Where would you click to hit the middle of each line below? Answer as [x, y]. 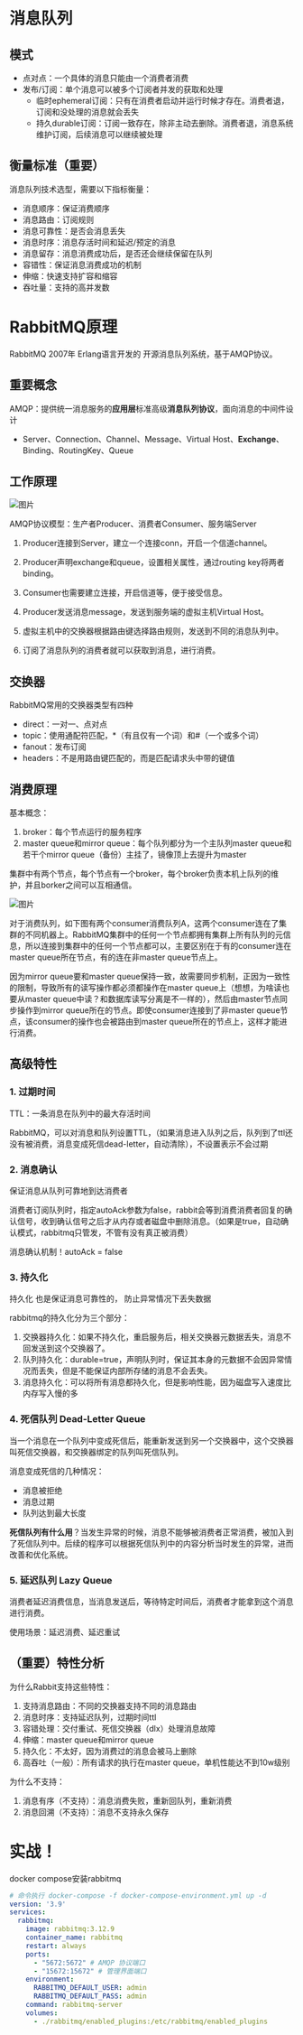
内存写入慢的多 [50, 1394]
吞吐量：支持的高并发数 [66, 287]
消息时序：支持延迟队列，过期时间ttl [89, 1717]
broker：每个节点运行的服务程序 [82, 832]
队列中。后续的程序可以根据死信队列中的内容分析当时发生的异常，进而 [163, 1543]
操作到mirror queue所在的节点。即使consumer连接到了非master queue [149, 1010]
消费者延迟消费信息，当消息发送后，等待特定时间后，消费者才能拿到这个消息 [151, 1601]
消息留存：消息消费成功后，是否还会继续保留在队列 [117, 253]
